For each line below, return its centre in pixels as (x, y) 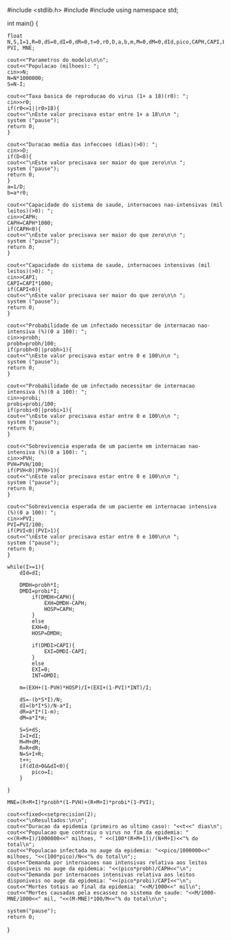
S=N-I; (16, 84)
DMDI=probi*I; (40, 591)
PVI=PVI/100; (26, 525)
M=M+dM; (30, 742)
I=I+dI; (30, 736)
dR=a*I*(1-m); (40, 712)
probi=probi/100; (32, 404)
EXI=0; (41, 670)
